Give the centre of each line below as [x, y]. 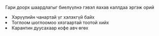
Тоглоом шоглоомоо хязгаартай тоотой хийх [61, 23]
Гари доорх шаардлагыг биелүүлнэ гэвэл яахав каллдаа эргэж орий [80, 7]
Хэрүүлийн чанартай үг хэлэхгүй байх [53, 17]
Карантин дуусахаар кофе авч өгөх [50, 28]
